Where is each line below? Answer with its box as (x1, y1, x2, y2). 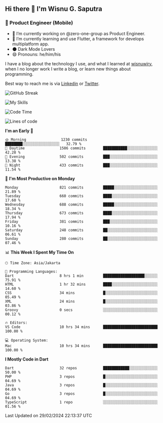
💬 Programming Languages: (5, 269, 57, 274)
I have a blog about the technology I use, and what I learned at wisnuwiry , (5, 60, 153, 66)
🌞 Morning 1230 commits (5, 137, 88, 142)
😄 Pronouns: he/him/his (12, 51, 61, 57)
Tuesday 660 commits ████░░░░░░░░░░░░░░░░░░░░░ (5, 193, 158, 198)
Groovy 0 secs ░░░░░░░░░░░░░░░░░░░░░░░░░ (5, 308, 158, 312)
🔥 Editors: (5, 320, 28, 325)
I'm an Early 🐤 (5, 128, 34, 134)
